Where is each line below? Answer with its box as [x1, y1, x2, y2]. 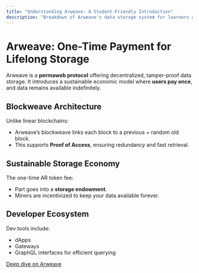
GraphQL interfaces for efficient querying [14, 249, 116, 256]
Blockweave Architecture [6, 101, 102, 111]
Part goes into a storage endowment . [14, 186, 108, 193]
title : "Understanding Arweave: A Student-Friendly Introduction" [6, 8, 174, 15]
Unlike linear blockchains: [6, 117, 69, 124]
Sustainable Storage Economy [6, 158, 120, 169]
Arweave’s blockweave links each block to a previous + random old [14, 129, 179, 136]
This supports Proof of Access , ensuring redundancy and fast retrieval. [14, 142, 190, 149]
